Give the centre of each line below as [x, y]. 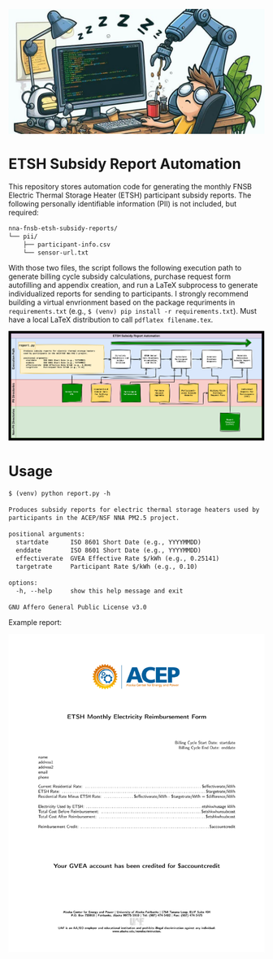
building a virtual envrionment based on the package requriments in [122, 302]
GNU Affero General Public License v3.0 [78, 608]
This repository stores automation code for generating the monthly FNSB [130, 187]
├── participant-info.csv [67, 245]
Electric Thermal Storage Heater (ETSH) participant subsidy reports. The [130, 195]
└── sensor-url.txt [56, 253]
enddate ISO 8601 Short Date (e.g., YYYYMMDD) [108, 551]
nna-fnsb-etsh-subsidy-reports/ [63, 228]
